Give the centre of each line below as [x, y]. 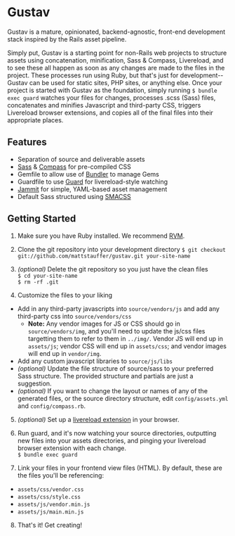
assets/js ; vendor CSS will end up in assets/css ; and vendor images [127, 346]
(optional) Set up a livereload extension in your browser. [98, 419]
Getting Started [42, 219]
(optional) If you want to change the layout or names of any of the [113, 390]
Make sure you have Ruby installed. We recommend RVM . [101, 236]
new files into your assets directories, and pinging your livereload [112, 440]
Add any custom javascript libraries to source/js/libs [95, 361]
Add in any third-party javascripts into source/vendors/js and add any [118, 308]
